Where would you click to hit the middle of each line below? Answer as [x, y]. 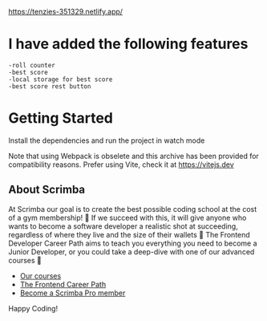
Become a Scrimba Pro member [73, 293]
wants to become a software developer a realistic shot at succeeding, [123, 226]
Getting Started [61, 118]
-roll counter [32, 65]
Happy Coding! [33, 308]
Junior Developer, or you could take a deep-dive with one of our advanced [131, 251]
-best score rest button [50, 86]
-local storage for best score [61, 79]
